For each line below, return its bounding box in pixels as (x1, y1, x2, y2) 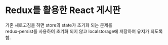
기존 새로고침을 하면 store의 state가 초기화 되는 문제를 (5, 22, 113, 28)
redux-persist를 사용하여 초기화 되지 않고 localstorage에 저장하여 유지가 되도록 (5, 28, 163, 34)
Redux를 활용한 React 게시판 (5, 4, 121, 16)
